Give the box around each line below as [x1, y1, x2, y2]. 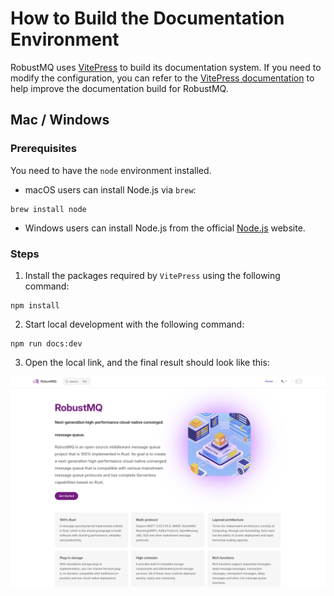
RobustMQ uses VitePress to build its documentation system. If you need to [10, 61, 322, 73]
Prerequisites [10, 142, 77, 156]
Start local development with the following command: [24, 318, 245, 330]
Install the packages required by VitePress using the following [24, 269, 281, 281]
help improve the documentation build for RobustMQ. [10, 82, 229, 94]
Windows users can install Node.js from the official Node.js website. [24, 222, 306, 234]
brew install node [10, 204, 87, 214]
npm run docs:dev [10, 338, 83, 349]
